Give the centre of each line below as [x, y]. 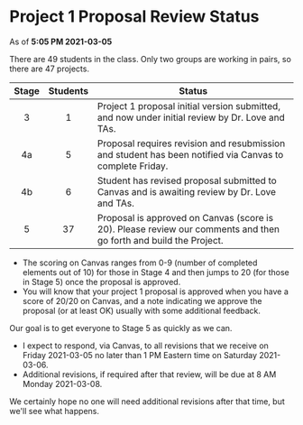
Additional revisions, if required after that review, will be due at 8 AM [149, 374]
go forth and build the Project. [160, 240]
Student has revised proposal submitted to [187, 180]
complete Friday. [133, 166]
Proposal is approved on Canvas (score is [185, 217]
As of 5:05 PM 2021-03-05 [61, 42]
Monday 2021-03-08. [62, 383]
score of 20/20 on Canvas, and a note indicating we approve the [142, 300]
